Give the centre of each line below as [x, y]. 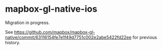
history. [13, 42]
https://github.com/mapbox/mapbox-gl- [54, 32]
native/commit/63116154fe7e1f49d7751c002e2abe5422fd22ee [68, 37]
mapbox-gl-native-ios [51, 9]
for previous [145, 37]
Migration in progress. [28, 23]
